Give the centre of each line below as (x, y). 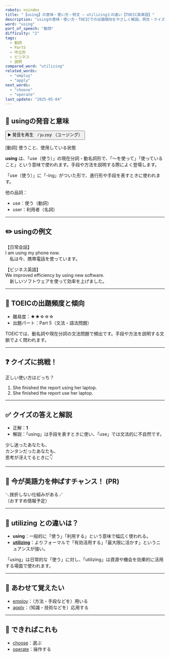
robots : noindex (22, 10)
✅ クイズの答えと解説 (39, 415)
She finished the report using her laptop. (55, 388)
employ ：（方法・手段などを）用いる (50, 601)
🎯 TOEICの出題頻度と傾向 (45, 303)
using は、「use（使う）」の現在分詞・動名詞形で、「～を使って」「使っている (84, 158)
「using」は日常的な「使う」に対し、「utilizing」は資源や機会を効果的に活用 (84, 559)
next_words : (18, 85)
